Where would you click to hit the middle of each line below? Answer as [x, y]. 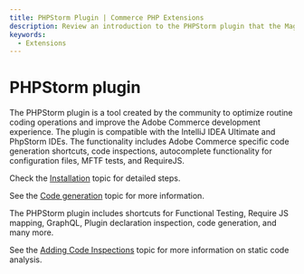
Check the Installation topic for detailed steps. [95, 178]
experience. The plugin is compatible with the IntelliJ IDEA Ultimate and [142, 132]
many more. [32, 232]
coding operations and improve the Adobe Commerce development [135, 122]
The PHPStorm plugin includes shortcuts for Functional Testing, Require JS [149, 213]
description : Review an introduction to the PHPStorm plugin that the [145, 26]
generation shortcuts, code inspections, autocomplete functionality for [141, 151]
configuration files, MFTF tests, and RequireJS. [97, 161]
